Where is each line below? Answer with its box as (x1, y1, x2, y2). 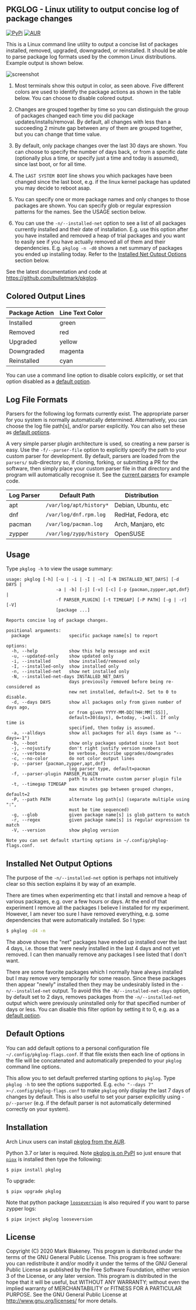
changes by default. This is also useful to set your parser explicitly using (6, 1093, 180, 1100)
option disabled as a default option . (6, 377, 91, 385)
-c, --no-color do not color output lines (11, 756, 135, 762)
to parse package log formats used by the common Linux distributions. (6, 53, 177, 60)
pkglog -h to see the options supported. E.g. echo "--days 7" (6, 1081, 154, 1088)
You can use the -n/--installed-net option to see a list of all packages (14, 219, 186, 226)
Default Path (59, 491, 95, 500)
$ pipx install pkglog (6, 1167, 61, 1173)
